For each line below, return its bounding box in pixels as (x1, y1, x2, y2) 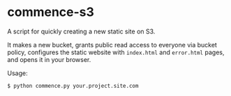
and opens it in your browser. (7, 55, 91, 63)
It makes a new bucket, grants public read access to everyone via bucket (7, 40, 218, 49)
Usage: (7, 69, 28, 77)
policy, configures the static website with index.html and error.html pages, (7, 48, 225, 56)
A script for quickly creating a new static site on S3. (7, 27, 156, 35)
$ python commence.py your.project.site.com (7, 82, 139, 89)
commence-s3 (7, 4, 94, 20)
